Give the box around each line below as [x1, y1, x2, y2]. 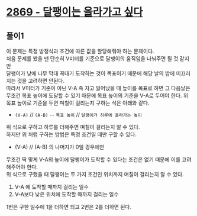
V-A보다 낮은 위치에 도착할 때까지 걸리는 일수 [14, 191, 119, 198]
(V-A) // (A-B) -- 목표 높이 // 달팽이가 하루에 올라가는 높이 [14, 111, 142, 118]
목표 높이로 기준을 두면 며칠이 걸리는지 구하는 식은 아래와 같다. [6, 99, 150, 107]
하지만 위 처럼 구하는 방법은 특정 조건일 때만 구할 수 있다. [6, 131, 137, 138]
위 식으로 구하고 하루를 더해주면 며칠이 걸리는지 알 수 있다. [6, 124, 140, 130]
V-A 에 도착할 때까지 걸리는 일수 [14, 183, 89, 190]
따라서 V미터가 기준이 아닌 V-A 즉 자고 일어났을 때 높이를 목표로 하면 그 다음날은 [6, 85, 190, 92]
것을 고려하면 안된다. [17, 78, 65, 84]
